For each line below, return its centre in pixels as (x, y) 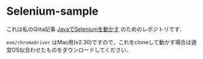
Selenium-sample (52, 11)
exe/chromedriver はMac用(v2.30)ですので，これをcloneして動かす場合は (99, 42)
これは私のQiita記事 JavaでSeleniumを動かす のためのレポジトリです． (96, 29)
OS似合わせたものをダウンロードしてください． (71, 50)
